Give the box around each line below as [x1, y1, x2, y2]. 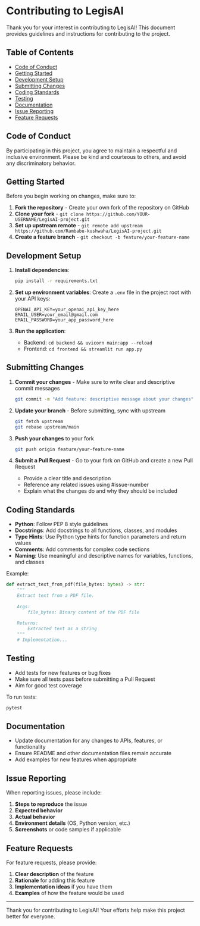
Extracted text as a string [27, 626, 97, 632]
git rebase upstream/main [14, 424, 79, 430]
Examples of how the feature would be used [14, 889, 124, 896]
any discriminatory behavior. [6, 159, 76, 167]
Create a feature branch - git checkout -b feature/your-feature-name [14, 233, 190, 240]
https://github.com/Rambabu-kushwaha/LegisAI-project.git [14, 228, 162, 234]
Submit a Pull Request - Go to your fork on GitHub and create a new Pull [14, 457, 193, 464]
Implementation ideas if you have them [14, 883, 112, 890]
